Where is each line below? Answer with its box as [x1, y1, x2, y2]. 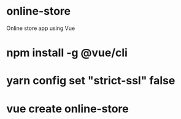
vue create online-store [6, 102, 129, 115]
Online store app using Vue [6, 24, 75, 32]
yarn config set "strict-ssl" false [6, 74, 175, 88]
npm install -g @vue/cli [6, 46, 128, 60]
